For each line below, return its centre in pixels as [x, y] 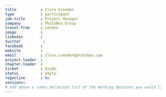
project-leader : [24, 60]
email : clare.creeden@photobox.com [54, 55]
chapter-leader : [24, 64]
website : [24, 50]
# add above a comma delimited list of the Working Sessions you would [80, 87]
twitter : [25, 42]
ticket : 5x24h [31, 69]
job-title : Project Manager [42, 19]
